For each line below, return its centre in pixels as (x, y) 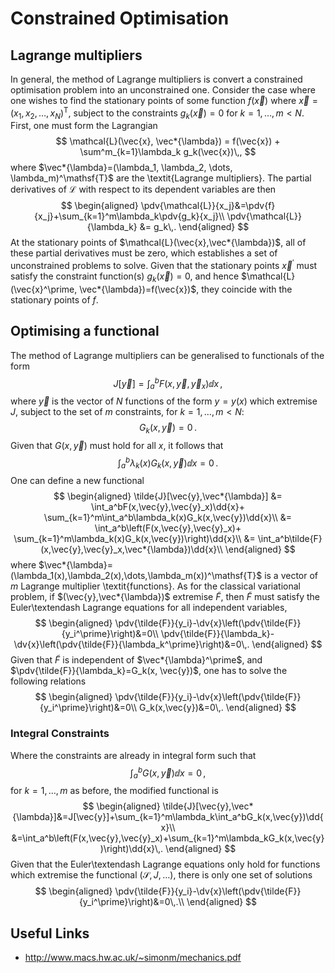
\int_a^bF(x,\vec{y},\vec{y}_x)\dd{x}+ (168, 507)
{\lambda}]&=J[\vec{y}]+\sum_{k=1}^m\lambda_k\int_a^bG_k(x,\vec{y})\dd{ (168, 817)
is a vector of (291, 576)
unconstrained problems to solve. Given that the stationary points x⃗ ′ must (164, 265)
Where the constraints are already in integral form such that (133, 755)
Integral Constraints (60, 734)
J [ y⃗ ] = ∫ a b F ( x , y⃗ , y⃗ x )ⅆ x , (168, 383)
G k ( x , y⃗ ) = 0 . (168, 429)
